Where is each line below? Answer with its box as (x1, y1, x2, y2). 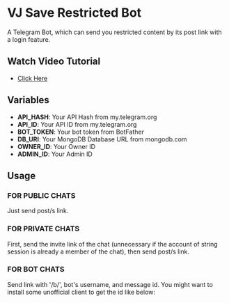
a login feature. (7, 35, 51, 43)
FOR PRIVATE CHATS (7, 224, 80, 234)
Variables (7, 94, 50, 106)
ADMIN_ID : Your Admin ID (17, 150, 93, 158)
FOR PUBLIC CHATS (7, 190, 76, 200)
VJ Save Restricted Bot (7, 5, 142, 21)
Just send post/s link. (7, 207, 69, 215)
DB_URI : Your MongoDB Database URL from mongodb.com (17, 134, 187, 143)
